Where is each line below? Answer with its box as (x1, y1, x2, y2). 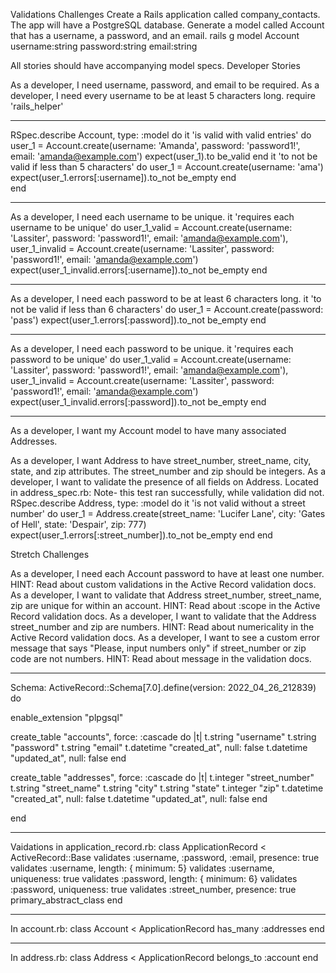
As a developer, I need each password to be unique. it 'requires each (10, 343, 294, 354)
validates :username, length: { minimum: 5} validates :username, (10, 862, 275, 874)
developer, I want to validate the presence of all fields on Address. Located (10, 476, 319, 488)
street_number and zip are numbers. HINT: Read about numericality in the (10, 621, 315, 633)
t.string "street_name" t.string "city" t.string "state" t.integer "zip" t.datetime (10, 782, 324, 794)
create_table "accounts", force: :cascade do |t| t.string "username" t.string (10, 731, 317, 743)
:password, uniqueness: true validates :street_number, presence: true (10, 884, 297, 895)
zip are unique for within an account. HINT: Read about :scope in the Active (10, 600, 321, 611)
